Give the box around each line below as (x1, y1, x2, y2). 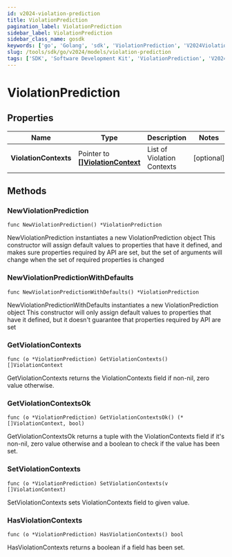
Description (147, 133, 186, 142)
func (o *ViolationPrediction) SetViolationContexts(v (7, 480, 168, 487)
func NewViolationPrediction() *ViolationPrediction (7, 222, 162, 229)
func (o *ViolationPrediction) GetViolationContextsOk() (7, 414, 175, 422)
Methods (7, 185, 47, 197)
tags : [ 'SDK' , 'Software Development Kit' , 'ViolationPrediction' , (7, 55, 206, 62)
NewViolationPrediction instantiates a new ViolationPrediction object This (7, 234, 216, 242)
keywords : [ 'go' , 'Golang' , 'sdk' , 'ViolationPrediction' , (7, 42, 181, 49)
